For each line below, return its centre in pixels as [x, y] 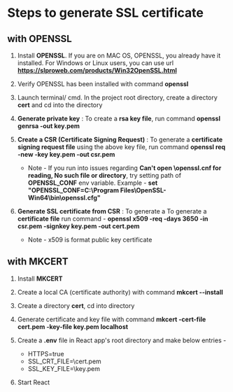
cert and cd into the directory [60, 105]
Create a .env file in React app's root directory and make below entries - [122, 340]
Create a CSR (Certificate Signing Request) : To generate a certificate [120, 139]
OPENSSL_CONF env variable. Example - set [93, 183]
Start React [34, 382]
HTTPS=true [46, 353]
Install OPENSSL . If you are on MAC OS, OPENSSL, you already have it [119, 55]
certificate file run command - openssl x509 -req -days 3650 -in [113, 219]
